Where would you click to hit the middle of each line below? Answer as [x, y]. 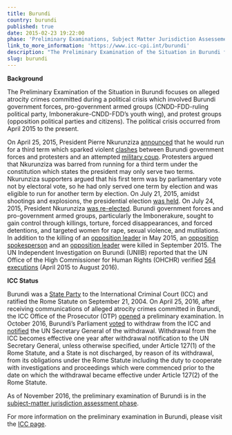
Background [25, 78]
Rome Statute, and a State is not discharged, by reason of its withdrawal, [110, 353]
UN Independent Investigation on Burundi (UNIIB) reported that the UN [107, 252]
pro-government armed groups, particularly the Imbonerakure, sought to [110, 215]
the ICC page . [27, 424]
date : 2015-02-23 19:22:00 [46, 33]
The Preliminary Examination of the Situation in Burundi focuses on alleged [113, 91]
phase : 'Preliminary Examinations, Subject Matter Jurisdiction [101, 39]
